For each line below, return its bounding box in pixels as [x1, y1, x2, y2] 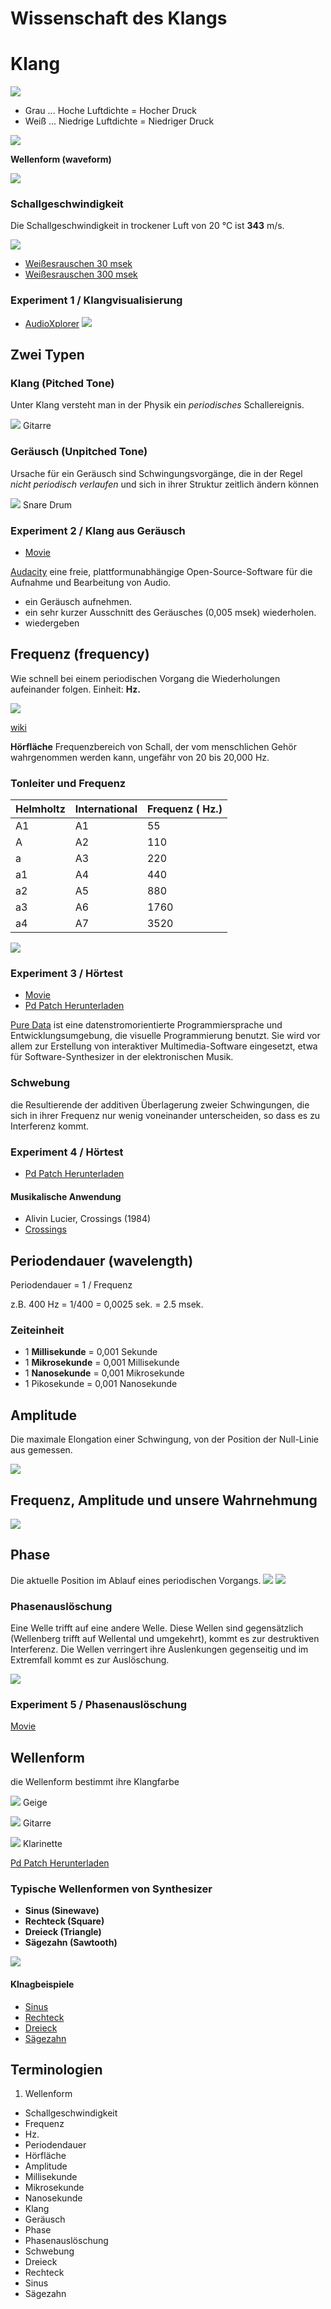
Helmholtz [15, 802, 66, 816]
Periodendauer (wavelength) [10, 1252, 194, 1269]
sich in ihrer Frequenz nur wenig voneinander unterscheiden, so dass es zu [10, 1109, 321, 1121]
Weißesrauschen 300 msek [24, 268, 138, 281]
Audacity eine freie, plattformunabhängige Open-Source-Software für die [10, 566, 313, 577]
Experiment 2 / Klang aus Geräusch [10, 523, 186, 537]
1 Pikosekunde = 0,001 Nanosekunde [24, 1378, 178, 1390]
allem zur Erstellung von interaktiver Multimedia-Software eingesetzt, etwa [10, 1040, 318, 1052]
